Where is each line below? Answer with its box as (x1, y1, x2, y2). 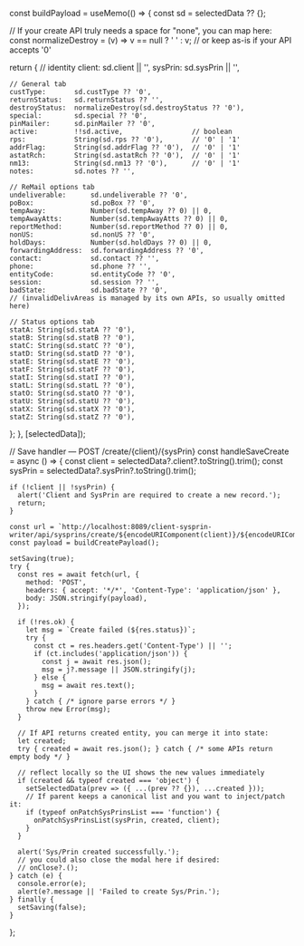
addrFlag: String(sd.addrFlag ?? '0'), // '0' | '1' (9, 143, 242, 152)
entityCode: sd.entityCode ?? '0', (9, 270, 176, 279)
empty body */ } (9, 752, 71, 761)
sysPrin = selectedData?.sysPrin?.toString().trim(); (9, 466, 196, 476)
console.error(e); (17, 879, 88, 888)
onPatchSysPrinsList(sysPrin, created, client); (33, 816, 221, 825)
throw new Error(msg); (25, 705, 111, 714)
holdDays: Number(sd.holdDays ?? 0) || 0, (9, 238, 213, 247)
